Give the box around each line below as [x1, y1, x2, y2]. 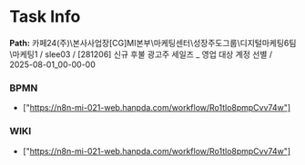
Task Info [9, 6, 81, 27]
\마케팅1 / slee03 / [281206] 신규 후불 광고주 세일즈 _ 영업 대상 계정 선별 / [9, 48, 273, 60]
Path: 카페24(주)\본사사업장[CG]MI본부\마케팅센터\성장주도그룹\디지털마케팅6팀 [9, 37, 297, 48]
